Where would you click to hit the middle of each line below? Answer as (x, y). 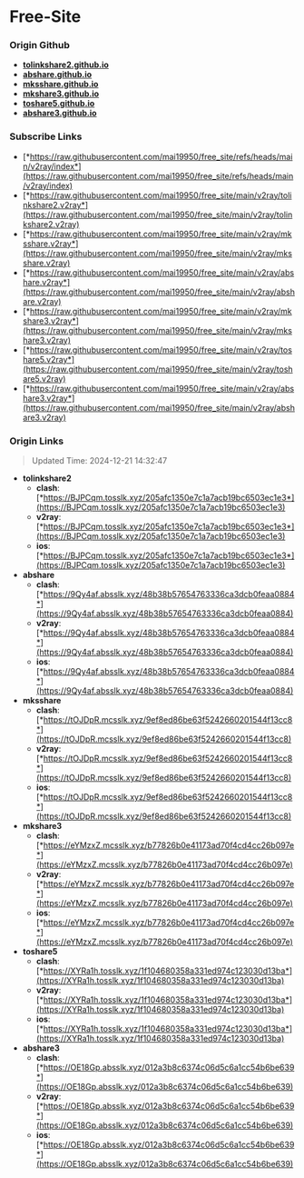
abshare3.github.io (59, 113)
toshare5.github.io (59, 104)
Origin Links (37, 441)
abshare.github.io (57, 75)
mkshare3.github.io (61, 94)
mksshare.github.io (60, 85)
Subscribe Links (46, 136)
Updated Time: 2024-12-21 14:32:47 (99, 461)
